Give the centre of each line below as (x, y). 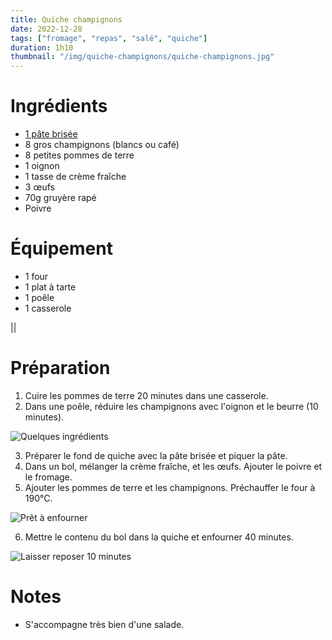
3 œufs (39, 187)
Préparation (60, 368)
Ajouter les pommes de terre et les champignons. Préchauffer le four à (170, 487)
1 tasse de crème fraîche (75, 177)
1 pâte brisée (51, 134)
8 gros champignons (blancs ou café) (102, 145)
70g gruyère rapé (60, 198)
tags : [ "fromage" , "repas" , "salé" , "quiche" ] (109, 38)
